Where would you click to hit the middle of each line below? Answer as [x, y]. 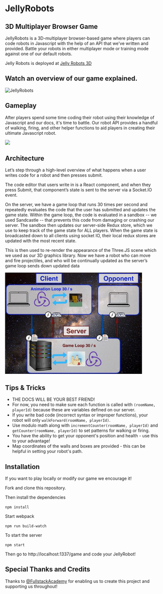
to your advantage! [31, 441]
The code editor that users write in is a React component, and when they [78, 185]
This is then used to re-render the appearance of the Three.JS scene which [81, 250]
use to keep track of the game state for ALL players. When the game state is [81, 230]
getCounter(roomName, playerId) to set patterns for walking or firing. [81, 430]
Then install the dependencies [35, 497]
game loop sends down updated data [42, 266]
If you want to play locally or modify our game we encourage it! [68, 478]
